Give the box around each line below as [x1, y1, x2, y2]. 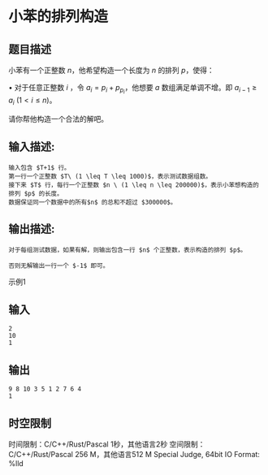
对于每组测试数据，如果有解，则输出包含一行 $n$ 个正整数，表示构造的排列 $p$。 [8, 245, 247, 254]
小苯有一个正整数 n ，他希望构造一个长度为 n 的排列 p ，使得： [8, 66, 214, 75]
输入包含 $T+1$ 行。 [8, 163, 71, 171]
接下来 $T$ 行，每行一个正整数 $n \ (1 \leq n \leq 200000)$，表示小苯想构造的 [8, 180, 260, 189]
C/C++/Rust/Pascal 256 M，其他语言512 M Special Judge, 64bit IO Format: [8, 449, 260, 459]
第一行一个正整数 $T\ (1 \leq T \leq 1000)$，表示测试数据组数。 [8, 172, 213, 180]
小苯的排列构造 [8, 7, 109, 26]
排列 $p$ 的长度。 [8, 189, 63, 197]
